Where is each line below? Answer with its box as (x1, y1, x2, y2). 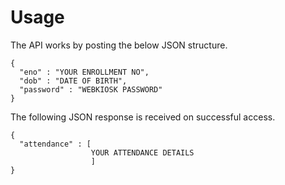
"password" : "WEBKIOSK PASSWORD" (19, 84, 163, 95)
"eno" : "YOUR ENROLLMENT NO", (19, 67, 150, 77)
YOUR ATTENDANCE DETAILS (90, 147, 195, 158)
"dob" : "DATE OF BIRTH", (19, 76, 128, 86)
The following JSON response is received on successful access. (10, 111, 276, 123)
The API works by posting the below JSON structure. (10, 39, 228, 51)
